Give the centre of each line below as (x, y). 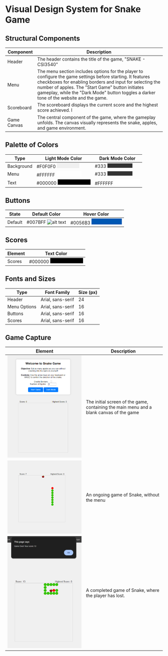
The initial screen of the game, (117, 402)
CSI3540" (48, 64)
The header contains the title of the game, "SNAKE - (91, 59)
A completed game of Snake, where (122, 590)
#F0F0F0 (46, 166)
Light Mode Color (63, 158)
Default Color (46, 214)
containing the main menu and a (119, 407)
